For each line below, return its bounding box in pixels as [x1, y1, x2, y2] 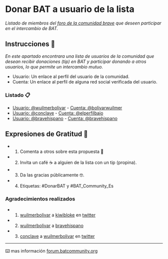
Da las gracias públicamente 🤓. [19, 171, 84, 178]
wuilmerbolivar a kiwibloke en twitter [19, 212, 96, 218]
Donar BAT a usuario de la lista [5, 3, 134, 15]
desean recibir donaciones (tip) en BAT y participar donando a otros [5, 58, 146, 64]
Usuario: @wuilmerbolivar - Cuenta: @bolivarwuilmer [12, 105, 122, 111]
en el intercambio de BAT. [5, 25, 58, 31]
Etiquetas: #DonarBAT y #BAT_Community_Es [19, 182, 114, 188]
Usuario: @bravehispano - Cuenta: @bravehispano [12, 115, 117, 121]
